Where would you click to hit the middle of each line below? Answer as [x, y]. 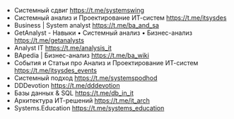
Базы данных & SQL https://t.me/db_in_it [74, 93]
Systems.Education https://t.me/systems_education [89, 108]
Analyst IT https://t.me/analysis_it [63, 48]
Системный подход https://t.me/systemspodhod [86, 78]
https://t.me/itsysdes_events [55, 70]
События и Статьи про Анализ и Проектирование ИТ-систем [106, 63]
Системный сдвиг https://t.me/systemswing [79, 10]
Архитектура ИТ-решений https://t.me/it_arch [82, 101]
